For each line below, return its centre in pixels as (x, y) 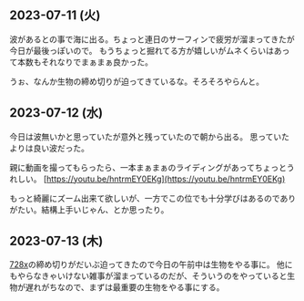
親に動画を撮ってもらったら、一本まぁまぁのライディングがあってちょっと (148, 167)
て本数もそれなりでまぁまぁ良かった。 (81, 62)
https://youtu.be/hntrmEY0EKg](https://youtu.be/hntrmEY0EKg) (166, 179)
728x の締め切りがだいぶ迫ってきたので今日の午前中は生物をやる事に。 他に (151, 265)
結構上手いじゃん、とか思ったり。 (105, 209)
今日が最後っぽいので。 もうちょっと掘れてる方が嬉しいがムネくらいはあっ (150, 50)
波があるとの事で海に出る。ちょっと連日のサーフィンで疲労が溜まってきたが (152, 39)
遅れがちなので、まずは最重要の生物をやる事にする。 (125, 287)
